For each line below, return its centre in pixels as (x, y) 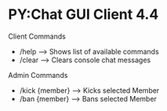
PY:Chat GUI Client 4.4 (83, 15)
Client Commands (37, 36)
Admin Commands (38, 75)
